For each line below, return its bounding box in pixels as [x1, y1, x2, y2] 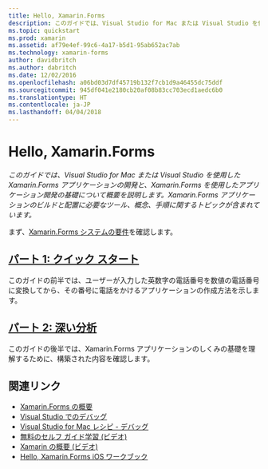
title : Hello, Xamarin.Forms [8, 11, 105, 20]
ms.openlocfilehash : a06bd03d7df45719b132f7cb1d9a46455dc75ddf [8, 78, 223, 86]
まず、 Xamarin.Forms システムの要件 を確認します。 [8, 227, 178, 236]
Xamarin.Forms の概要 [19, 402, 93, 411]
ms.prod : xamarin [8, 34, 66, 42]
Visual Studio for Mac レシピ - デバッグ [19, 422, 149, 431]
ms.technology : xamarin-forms [8, 49, 109, 57]
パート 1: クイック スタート [8, 252, 140, 266]
